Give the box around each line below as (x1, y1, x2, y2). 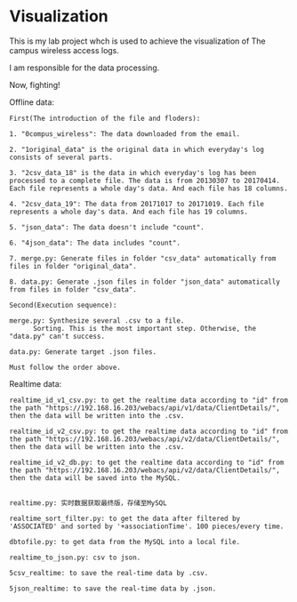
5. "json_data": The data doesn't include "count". (9, 222, 205, 232)
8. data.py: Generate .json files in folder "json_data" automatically (9, 277, 280, 286)
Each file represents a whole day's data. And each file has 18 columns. (9, 184, 289, 193)
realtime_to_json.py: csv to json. (9, 553, 141, 562)
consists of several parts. (9, 153, 114, 162)
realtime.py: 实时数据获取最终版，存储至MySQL (9, 498, 167, 508)
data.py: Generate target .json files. (9, 347, 157, 357)
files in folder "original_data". (9, 261, 138, 270)
